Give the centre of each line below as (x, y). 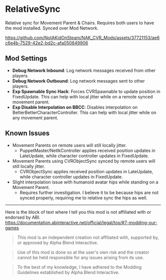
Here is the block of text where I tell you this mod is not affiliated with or (78, 212)
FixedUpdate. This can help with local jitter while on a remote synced (83, 96)
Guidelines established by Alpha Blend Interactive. (68, 272)
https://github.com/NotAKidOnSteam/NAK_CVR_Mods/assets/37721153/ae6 (82, 38)
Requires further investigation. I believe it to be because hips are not (89, 192)
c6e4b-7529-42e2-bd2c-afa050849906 (47, 43)
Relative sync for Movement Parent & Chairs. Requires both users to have (80, 23)
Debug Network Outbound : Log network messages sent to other (79, 81)
